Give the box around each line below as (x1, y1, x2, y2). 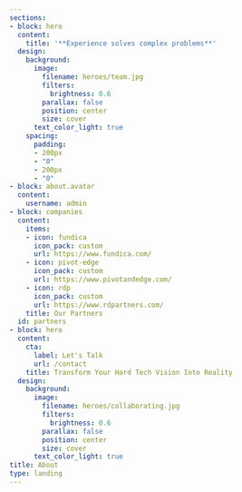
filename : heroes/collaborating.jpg (42, 401, 180, 411)
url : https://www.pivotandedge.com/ (33, 275, 172, 284)
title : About (9, 460, 59, 470)
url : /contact (33, 359, 88, 369)
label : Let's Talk (33, 350, 103, 359)
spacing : (25, 132, 59, 141)
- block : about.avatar (9, 182, 95, 192)
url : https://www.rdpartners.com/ (33, 300, 165, 310)
